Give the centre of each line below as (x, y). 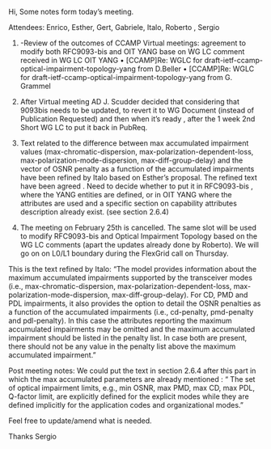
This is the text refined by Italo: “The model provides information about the (133, 269)
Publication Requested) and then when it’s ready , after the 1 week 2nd (138, 119)
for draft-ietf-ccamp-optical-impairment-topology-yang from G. (126, 77)
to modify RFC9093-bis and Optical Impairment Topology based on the (138, 236)
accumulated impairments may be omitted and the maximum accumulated (132, 329)
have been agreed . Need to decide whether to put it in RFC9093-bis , (136, 186)
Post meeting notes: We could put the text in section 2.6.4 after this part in (132, 371)
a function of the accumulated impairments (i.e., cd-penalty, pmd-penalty (131, 312)
